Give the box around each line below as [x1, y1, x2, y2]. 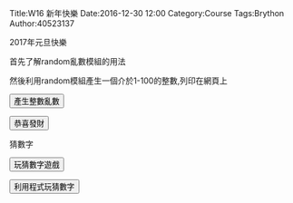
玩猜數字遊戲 [14, 160, 60, 169]
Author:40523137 [9, 18, 75, 29]
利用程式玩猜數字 [14, 182, 75, 192]
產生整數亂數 [14, 97, 60, 106]
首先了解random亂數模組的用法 [9, 56, 126, 66]
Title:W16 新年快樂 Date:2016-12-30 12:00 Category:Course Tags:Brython [9, 8, 285, 18]
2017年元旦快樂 [9, 37, 67, 47]
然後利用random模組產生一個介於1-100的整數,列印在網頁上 [9, 75, 229, 86]
